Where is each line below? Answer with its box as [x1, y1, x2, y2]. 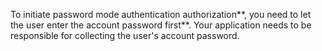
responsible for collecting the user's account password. [10, 30, 240, 41]
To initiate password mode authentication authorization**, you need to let [10, 9, 312, 20]
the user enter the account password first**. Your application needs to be [10, 19, 312, 31]
